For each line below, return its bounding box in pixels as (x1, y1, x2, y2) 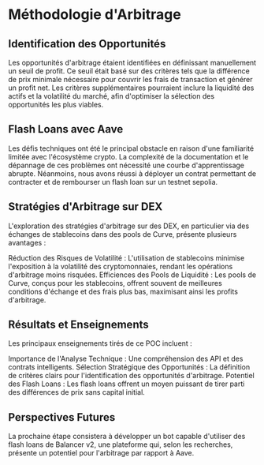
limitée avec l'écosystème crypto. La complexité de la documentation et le (8, 152, 249, 161)
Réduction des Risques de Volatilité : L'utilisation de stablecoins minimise (8, 253, 245, 262)
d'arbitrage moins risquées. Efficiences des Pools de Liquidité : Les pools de (8, 270, 257, 279)
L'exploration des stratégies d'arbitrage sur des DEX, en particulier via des (8, 221, 250, 231)
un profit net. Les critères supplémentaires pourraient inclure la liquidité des (8, 83, 255, 92)
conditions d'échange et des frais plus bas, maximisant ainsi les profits (8, 287, 239, 296)
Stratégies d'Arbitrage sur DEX (8, 200, 163, 214)
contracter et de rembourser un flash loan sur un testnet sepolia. (8, 177, 218, 186)
